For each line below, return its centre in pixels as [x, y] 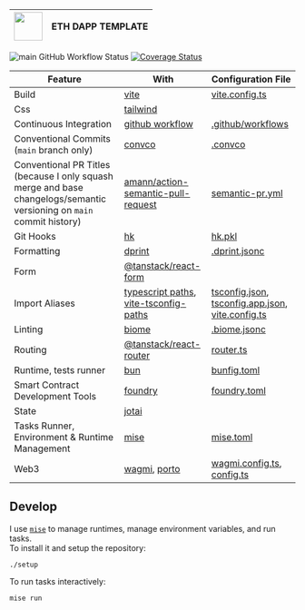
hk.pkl [224, 236]
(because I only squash [64, 176]
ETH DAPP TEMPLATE [100, 26]
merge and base [49, 187]
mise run [26, 598]
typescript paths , [160, 292]
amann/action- [156, 182]
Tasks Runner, [44, 426]
